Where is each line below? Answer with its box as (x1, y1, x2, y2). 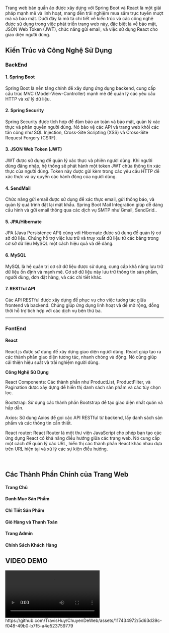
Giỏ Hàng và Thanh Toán (5, 519, 58, 525)
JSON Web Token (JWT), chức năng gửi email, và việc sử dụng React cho (5, 26, 158, 32)
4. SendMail (5, 185, 31, 191)
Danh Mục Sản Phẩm (5, 496, 50, 502)
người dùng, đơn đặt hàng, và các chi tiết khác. (5, 274, 103, 280)
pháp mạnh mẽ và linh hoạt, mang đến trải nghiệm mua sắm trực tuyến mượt (5, 10, 163, 16)
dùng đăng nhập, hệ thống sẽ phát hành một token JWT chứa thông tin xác (5, 163, 161, 169)
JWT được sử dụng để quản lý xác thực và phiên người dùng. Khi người (5, 157, 152, 164)
